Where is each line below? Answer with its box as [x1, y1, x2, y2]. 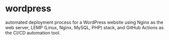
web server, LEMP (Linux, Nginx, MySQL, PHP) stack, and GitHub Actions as [5, 24, 164, 30]
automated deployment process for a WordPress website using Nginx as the [5, 19, 163, 25]
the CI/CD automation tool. [5, 30, 61, 36]
